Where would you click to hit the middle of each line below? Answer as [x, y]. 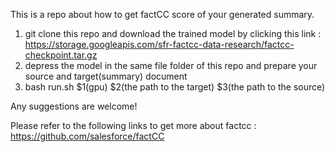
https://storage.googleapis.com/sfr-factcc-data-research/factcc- [159, 44]
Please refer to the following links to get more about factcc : [133, 125]
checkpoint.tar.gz [61, 55]
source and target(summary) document [106, 76]
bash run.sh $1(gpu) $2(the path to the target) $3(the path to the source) [175, 87]
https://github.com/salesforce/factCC [87, 136]
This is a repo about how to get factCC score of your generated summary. [162, 14]
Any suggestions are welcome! [74, 106]
